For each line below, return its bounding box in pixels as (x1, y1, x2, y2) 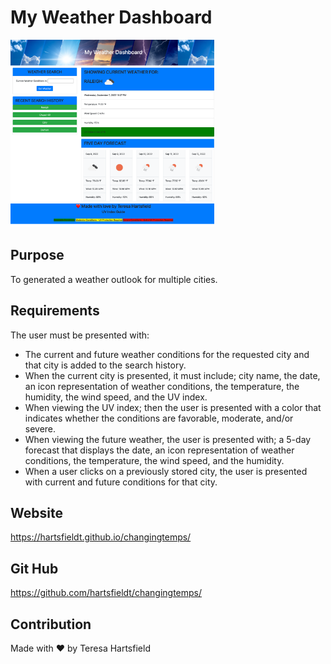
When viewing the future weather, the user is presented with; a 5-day (24, 433, 312, 445)
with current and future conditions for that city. (24, 476, 218, 488)
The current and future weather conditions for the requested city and (24, 348, 310, 360)
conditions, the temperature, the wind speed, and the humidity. (24, 454, 285, 466)
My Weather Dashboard (10, 6, 213, 29)
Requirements (10, 302, 100, 320)
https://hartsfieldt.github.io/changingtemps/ (10, 531, 192, 543)
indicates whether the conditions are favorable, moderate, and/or (24, 412, 294, 424)
